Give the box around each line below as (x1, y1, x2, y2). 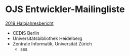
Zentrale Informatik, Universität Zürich (12, 40, 92, 46)
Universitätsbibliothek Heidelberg (12, 35, 82, 41)
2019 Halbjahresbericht (5, 20, 54, 26)
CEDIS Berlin (12, 30, 39, 36)
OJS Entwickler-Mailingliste (5, 4, 125, 15)
